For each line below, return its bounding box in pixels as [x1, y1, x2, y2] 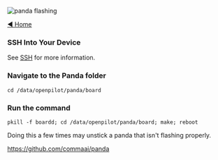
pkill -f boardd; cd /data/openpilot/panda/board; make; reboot [7, 119, 198, 126]
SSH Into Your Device [7, 37, 81, 47]
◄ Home [7, 20, 32, 28]
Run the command [7, 103, 71, 112]
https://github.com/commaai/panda [7, 144, 110, 153]
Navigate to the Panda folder [7, 71, 106, 80]
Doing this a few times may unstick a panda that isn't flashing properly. [7, 131, 212, 139]
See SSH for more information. [7, 53, 96, 62]
